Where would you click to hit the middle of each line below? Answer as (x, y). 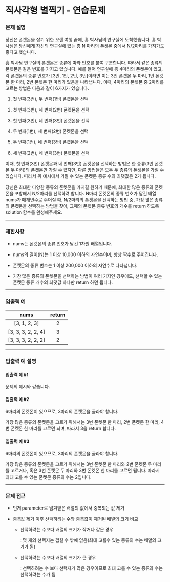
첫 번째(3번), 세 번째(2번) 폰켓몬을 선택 (51, 110)
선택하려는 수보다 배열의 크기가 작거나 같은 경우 (67, 529)
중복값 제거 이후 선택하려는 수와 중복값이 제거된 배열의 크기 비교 (75, 519)
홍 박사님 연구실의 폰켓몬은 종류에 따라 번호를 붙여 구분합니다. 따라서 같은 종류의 (84, 63)
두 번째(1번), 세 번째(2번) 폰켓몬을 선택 (50, 131)
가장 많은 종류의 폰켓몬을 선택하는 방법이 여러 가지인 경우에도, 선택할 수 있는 (88, 276)
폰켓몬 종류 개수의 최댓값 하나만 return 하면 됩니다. (62, 282)
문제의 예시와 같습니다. (28, 387)
